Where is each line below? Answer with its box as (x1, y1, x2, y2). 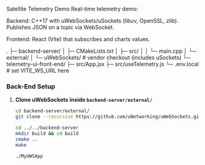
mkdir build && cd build (15, 130, 79, 137)
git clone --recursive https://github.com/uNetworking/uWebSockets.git (15, 113, 202, 120)
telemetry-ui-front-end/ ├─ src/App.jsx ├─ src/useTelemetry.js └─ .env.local (6, 61, 199, 67)
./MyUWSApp (15, 153, 43, 159)
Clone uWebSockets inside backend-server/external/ (15, 96, 153, 104)
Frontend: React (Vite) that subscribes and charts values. (6, 36, 150, 42)
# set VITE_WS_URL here (6, 67, 69, 74)
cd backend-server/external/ (15, 108, 90, 114)
